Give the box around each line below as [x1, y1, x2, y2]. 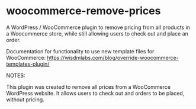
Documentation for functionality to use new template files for [6, 47, 155, 54]
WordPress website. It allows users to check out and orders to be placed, [6, 89, 185, 97]
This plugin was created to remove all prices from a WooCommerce [6, 83, 171, 90]
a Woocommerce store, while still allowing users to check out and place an [6, 30, 188, 37]
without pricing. [6, 96, 44, 103]
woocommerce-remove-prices [6, 4, 161, 18]
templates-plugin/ [6, 60, 50, 68]
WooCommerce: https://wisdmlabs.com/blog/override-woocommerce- [6, 54, 179, 61]
